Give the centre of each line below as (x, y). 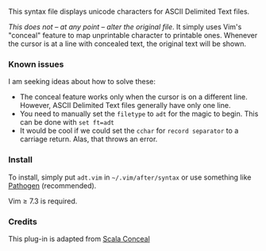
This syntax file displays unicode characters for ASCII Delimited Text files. (129, 12)
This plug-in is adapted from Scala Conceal (79, 238)
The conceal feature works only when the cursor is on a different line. (133, 97)
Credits (23, 222)
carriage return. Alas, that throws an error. (89, 139)
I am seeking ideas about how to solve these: (82, 82)
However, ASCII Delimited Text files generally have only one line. (125, 106)
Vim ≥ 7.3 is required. (43, 201)
